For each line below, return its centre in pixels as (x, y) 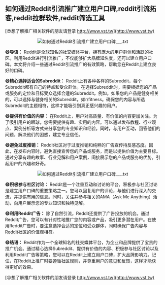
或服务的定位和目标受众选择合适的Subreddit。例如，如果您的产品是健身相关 (82, 93)
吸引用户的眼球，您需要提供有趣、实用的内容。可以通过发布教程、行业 (80, 122)
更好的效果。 (22, 267)
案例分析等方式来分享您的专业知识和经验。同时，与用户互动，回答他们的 (87, 128)
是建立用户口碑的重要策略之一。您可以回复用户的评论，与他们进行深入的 (78, 190)
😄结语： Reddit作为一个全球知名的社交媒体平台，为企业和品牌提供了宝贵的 (81, 242)
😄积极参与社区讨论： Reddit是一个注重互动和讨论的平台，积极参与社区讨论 (81, 184)
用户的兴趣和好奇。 (29, 163)
